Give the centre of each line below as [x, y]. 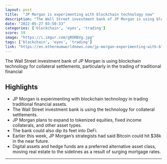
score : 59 [15, 33]
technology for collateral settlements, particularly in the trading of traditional [83, 66]
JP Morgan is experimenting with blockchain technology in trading [80, 99]
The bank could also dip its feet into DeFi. [55, 131]
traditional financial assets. [40, 104]
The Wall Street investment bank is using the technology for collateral [83, 109]
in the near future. [31, 141]
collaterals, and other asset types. [47, 125]
